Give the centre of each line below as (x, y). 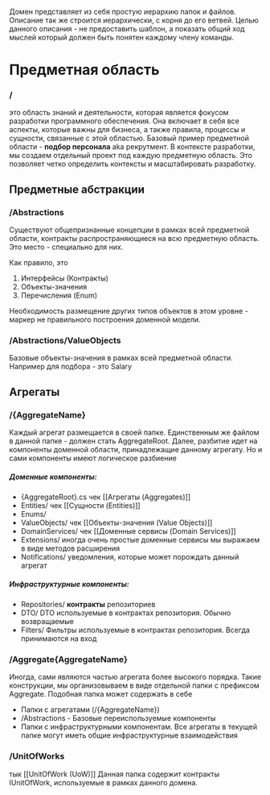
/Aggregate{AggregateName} (68, 660)
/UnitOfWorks (37, 756)
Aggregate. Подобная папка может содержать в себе (101, 694)
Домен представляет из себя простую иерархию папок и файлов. (123, 12)
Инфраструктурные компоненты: (69, 584)
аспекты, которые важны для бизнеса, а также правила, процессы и (127, 130)
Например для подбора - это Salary (70, 367)
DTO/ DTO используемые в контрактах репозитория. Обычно (126, 613)
